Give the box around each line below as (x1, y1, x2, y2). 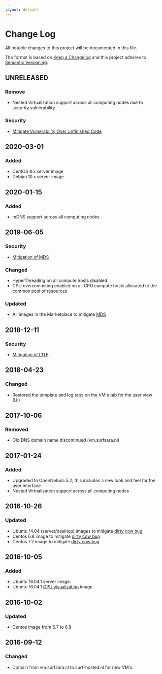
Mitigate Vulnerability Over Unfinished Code (12, 128, 102, 134)
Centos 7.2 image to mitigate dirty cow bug (12, 538, 99, 544)
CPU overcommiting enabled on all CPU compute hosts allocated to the (12, 282, 157, 288)
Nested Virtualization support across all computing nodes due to (12, 99, 143, 106)
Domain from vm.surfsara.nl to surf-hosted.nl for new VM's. (12, 664, 134, 670)
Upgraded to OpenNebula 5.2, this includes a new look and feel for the (12, 477, 156, 483)
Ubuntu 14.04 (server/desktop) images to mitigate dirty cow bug (12, 528, 143, 534)
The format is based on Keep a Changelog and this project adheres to (5, 54, 147, 60)
